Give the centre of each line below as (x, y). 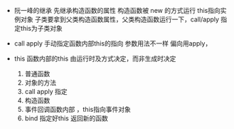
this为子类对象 (41, 28)
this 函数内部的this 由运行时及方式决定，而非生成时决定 (95, 58)
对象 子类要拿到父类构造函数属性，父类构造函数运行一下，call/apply (119, 19)
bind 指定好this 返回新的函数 (66, 118)
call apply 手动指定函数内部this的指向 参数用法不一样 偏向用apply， (113, 43)
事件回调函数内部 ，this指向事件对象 (78, 109)
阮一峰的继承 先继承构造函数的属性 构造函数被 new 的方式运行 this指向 (117, 10)
